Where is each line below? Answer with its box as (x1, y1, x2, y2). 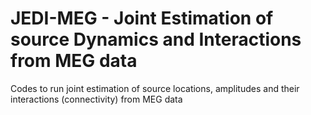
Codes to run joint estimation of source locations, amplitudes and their (10, 82, 300, 94)
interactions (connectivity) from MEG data (10, 93, 183, 105)
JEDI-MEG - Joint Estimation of (10, 7, 274, 30)
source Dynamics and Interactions (10, 28, 302, 51)
